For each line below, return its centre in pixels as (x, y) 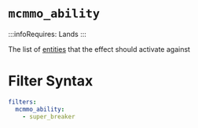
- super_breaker (49, 116)
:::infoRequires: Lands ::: (47, 34)
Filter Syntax (51, 81)
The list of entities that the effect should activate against (99, 49)
